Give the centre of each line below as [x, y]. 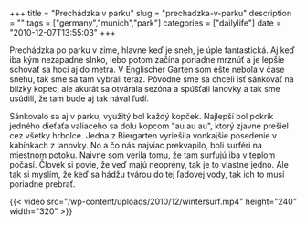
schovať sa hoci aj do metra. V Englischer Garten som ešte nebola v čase [147, 69]
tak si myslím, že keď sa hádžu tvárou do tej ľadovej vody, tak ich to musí [147, 174]
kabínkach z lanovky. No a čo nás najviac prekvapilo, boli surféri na [136, 145]
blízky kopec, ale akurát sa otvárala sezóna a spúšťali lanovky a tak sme [145, 89]
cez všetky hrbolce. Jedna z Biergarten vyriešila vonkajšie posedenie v [143, 135]
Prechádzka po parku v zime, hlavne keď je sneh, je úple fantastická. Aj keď [152, 50]
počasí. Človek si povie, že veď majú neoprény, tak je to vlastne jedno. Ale [149, 164]
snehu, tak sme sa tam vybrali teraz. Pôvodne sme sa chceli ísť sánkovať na [152, 79]
